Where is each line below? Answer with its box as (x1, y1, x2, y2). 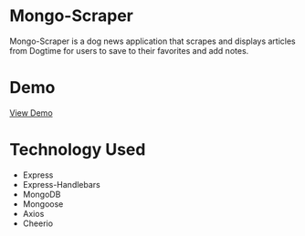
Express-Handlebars (22, 179, 100, 190)
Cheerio (22, 218, 53, 229)
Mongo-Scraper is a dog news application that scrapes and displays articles (9, 36, 297, 46)
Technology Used (9, 139, 146, 160)
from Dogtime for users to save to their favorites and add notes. (9, 45, 249, 56)
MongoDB (22, 189, 61, 200)
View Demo (9, 107, 53, 118)
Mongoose (22, 198, 64, 210)
